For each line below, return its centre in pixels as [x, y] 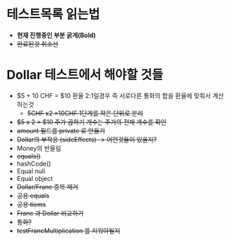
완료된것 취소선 [37, 43]
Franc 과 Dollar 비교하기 [50, 213]
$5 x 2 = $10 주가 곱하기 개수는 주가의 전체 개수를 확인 [92, 122]
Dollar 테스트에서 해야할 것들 [85, 75]
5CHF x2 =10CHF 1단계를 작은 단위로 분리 [85, 113]
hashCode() [34, 163]
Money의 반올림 [39, 148]
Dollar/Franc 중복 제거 [47, 187]
